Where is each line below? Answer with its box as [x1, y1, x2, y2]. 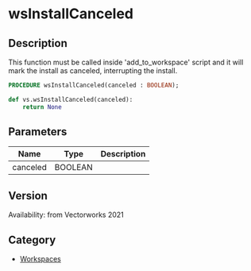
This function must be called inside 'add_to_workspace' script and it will [8, 57, 244, 67]
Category [8, 233, 56, 246]
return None [22, 103, 62, 111]
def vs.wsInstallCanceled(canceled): [8, 95, 133, 103]
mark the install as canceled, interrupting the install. [8, 66, 178, 75]
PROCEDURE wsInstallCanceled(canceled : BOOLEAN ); [8, 81, 180, 89]
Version [8, 188, 48, 203]
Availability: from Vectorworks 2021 [8, 210, 125, 219]
